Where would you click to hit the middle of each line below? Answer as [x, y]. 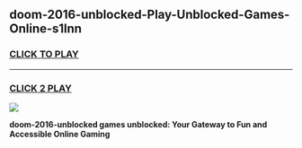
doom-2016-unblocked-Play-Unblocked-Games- [150, 15]
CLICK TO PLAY [44, 55]
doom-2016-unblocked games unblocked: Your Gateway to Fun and [138, 124]
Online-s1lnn [46, 29]
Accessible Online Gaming [60, 134]
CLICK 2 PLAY [40, 88]
